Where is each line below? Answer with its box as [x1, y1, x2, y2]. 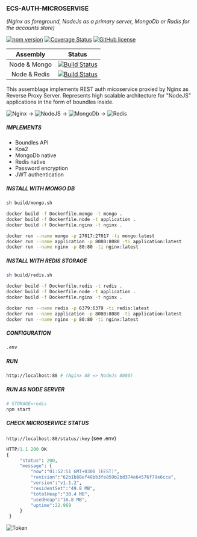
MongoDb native [14, 152, 57, 159]
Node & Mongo [9, 60, 52, 69]
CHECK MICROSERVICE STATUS [6, 420, 89, 427]
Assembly [16, 50, 46, 58]
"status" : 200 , [19, 458, 58, 464]
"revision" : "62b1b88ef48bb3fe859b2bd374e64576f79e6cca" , [30, 474, 177, 480]
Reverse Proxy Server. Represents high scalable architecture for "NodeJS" [6, 92, 192, 99]
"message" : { [19, 463, 52, 469]
